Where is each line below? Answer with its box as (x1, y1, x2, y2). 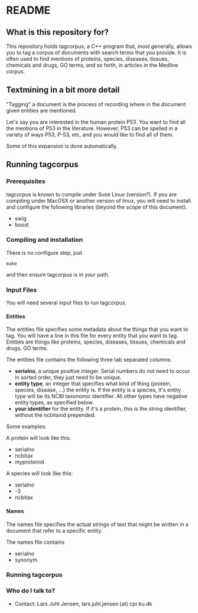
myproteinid (14, 459, 44, 466)
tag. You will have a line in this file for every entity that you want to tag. (6, 332, 178, 339)
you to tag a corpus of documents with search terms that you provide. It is (6, 49, 187, 56)
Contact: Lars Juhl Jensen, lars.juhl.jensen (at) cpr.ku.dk (14, 600, 152, 607)
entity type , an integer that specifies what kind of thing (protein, (14, 380, 171, 387)
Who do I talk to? (6, 586, 56, 595)
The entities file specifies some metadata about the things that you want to (6, 326, 189, 333)
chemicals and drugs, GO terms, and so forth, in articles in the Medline (6, 61, 178, 69)
